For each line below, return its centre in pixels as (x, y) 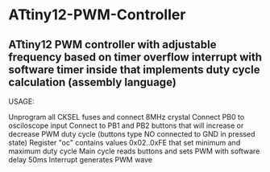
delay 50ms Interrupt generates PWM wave (81, 160)
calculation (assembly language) (93, 82)
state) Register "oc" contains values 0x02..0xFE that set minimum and (125, 143)
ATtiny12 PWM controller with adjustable (112, 45)
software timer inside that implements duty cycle (134, 70)
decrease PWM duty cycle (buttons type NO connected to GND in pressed (132, 134)
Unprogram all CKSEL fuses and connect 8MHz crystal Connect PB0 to (127, 117)
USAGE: (21, 101)
